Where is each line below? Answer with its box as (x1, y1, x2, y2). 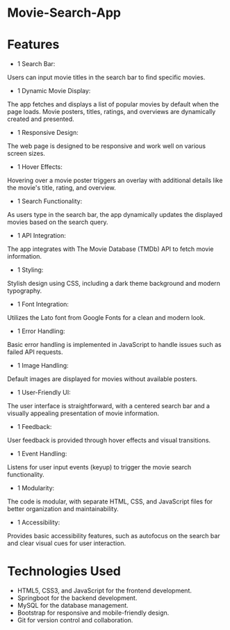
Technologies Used (7, 563, 122, 579)
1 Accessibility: (17, 518, 60, 526)
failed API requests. (7, 348, 64, 356)
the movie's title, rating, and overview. (7, 184, 116, 192)
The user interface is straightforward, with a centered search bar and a (7, 402, 211, 410)
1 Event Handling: (17, 450, 67, 458)
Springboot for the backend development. (17, 594, 138, 602)
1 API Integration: (17, 232, 66, 240)
